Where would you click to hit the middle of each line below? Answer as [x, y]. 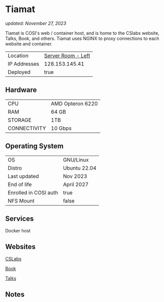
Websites [20, 247]
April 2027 [76, 184]
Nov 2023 [75, 176]
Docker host [18, 231]
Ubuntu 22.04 [80, 168]
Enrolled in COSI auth [33, 192]
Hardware [21, 90]
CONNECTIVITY [27, 128]
